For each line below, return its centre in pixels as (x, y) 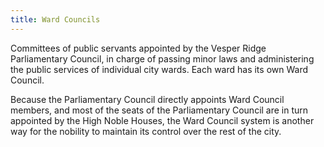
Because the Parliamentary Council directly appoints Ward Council (147, 99)
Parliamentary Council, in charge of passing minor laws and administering (162, 58)
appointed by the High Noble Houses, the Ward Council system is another (162, 120)
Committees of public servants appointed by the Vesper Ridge (138, 48)
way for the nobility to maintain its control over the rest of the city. (146, 131)
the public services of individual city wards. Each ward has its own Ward (159, 69)
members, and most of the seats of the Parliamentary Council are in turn (159, 110)
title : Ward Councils (55, 19)
